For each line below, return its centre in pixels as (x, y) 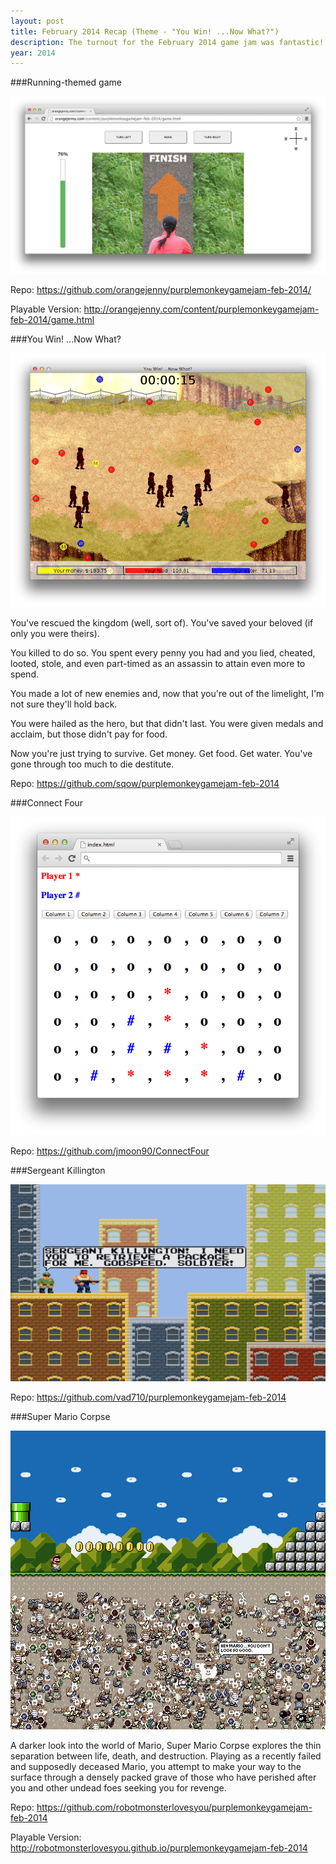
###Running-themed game (66, 82)
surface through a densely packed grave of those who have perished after (163, 1777)
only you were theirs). (55, 633)
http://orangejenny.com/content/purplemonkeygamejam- (201, 309)
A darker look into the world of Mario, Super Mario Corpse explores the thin (166, 1745)
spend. (25, 674)
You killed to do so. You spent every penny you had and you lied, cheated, (163, 652)
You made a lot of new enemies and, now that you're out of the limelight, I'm (167, 693)
